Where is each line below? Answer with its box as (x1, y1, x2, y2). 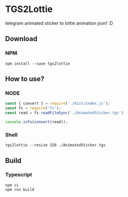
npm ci (5, 182, 19, 187)
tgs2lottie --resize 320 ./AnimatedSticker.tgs (5, 143, 106, 148)
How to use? (5, 75, 45, 83)
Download (5, 35, 37, 43)
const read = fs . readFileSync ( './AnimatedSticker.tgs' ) (5, 110, 124, 116)
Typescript (5, 171, 32, 178)
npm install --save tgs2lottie (5, 61, 70, 66)
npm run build (5, 187, 35, 192)
